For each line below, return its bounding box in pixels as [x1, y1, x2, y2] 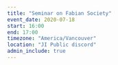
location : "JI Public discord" [7, 41, 97, 48]
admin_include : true [7, 48, 67, 55]
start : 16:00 [7, 22, 45, 29]
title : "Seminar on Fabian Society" [7, 9, 112, 17]
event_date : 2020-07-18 [7, 16, 75, 23]
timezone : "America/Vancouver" [7, 35, 97, 42]
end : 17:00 [7, 28, 38, 36]
